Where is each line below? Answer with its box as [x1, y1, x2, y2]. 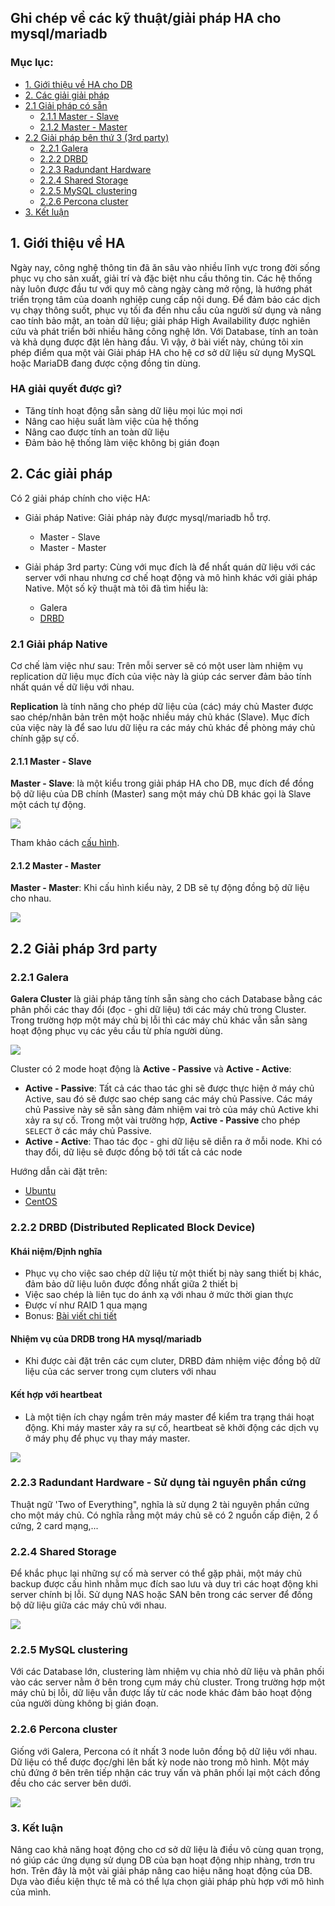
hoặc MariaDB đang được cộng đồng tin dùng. [10, 357, 202, 369]
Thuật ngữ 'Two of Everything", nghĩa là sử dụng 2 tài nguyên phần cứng [10, 1498, 310, 1510]
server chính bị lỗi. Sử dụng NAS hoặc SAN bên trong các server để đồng [10, 1589, 313, 1601]
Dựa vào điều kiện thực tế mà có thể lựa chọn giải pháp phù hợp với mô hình [10, 1876, 325, 1888]
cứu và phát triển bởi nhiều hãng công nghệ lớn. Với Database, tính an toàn [10, 325, 319, 337]
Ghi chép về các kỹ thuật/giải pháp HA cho [10, 10, 282, 27]
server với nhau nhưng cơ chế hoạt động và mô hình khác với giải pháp [24, 571, 318, 583]
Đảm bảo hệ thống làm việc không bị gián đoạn [24, 436, 220, 448]
